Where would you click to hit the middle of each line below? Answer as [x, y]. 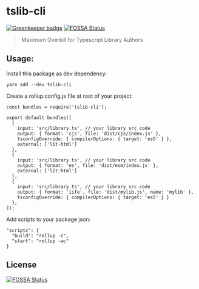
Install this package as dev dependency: [57, 73]
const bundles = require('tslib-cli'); [57, 107]
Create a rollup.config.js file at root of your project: [70, 96]
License [22, 265]
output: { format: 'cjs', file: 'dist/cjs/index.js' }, [89, 134]
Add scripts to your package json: [49, 219]
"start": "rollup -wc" [40, 241]
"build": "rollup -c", [40, 236]
